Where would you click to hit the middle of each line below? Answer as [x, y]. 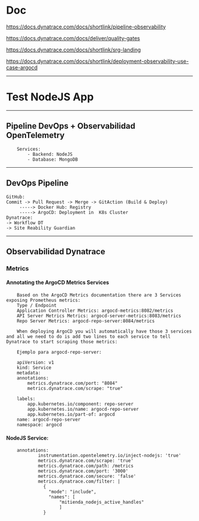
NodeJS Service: [27, 438]
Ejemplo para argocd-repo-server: [59, 352]
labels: [26, 399]
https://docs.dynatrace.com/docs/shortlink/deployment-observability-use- [97, 61]
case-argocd [22, 67]
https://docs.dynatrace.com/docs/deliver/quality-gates [73, 38]
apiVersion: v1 [36, 363]
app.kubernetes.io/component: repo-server [81, 404]
